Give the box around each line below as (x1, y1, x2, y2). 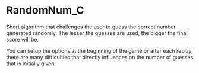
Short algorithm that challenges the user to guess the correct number (6, 23, 176, 30)
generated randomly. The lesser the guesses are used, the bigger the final (6, 29, 188, 36)
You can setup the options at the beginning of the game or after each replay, (6, 47, 193, 54)
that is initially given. (6, 60, 56, 67)
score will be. (6, 36, 39, 43)
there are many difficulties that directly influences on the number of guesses (6, 53, 194, 61)
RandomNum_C (6, 4, 84, 17)
